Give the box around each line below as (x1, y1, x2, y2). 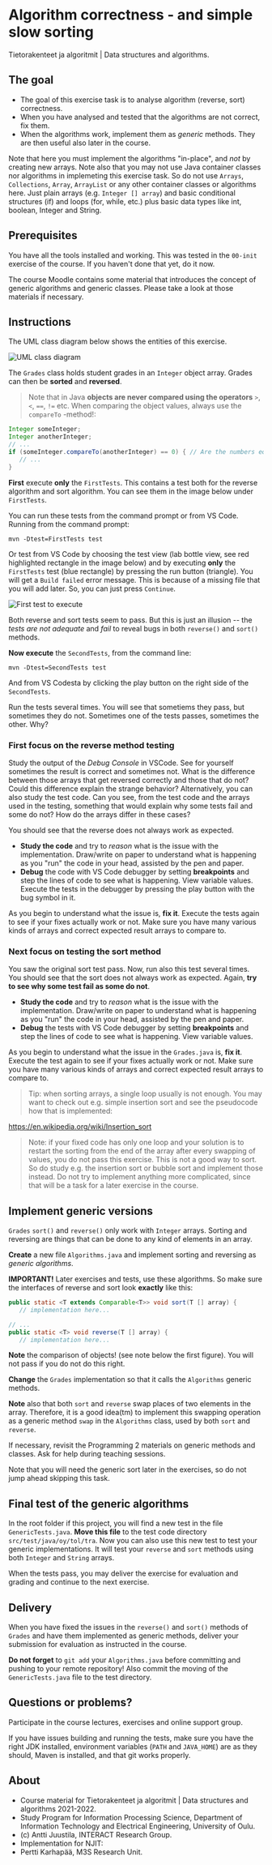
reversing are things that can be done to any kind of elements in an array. (8, 1234, 253, 1244)
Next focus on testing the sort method (8, 946, 162, 957)
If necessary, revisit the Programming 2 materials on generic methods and (8, 1440, 256, 1450)
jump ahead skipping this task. (8, 1474, 111, 1483)
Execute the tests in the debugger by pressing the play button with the (19, 883, 255, 893)
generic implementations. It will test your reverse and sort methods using (8, 1544, 253, 1554)
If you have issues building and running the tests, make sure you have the (8, 1733, 253, 1743)
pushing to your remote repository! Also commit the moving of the (8, 1664, 228, 1674)
